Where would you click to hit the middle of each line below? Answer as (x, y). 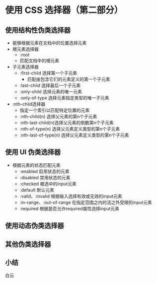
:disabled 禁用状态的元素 (45, 177)
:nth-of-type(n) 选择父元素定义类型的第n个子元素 (70, 129)
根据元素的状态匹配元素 (36, 165)
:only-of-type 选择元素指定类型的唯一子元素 (64, 98)
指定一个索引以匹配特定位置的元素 (55, 110)
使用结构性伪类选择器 (38, 30)
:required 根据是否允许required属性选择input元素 (70, 209)
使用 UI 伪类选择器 (33, 152)
